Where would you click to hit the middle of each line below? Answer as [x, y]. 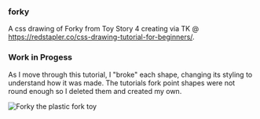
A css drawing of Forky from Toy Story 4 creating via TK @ [103, 29]
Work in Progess [40, 57]
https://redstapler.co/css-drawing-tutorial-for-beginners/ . [101, 37]
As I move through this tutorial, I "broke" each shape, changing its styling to [130, 74]
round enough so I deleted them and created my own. [95, 91]
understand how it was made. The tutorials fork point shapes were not [122, 83]
